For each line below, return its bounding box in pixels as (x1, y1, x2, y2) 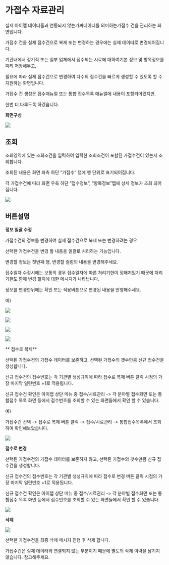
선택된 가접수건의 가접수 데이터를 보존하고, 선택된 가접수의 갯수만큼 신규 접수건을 (5, 357, 164, 363)
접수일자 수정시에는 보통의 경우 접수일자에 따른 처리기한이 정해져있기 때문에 (5, 269, 154, 276)
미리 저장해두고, (5, 63, 37, 69)
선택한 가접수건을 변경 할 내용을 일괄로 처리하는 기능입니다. (5, 248, 121, 254)
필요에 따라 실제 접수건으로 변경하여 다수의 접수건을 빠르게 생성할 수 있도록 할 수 (5, 73, 163, 79)
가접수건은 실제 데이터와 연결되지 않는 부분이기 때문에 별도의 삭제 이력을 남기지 (5, 547, 160, 554)
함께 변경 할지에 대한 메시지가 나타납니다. (18, 276, 100, 282)
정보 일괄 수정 (5, 226, 32, 233)
